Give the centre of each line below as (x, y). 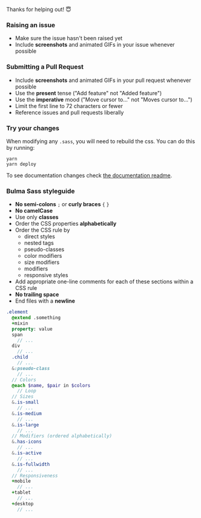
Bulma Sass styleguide (41, 191)
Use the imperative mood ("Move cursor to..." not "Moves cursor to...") (104, 99)
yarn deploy (21, 164)
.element (17, 312)
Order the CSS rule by (42, 230)
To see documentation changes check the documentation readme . (89, 175)
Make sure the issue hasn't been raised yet (69, 38)
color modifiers (43, 256)
